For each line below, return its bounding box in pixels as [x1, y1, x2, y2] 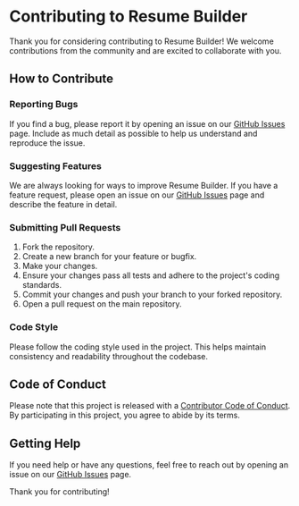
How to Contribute [9, 72, 114, 87]
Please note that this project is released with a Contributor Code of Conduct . [9, 401, 291, 411]
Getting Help [9, 435, 81, 451]
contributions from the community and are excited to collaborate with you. [9, 45, 282, 55]
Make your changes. [21, 261, 98, 272]
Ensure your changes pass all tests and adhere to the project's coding [21, 270, 280, 281]
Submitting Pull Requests [9, 221, 121, 233]
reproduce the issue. [9, 137, 86, 148]
